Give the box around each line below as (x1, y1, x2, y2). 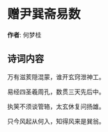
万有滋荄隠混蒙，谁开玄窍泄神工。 (7, 72, 105, 81)
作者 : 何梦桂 (7, 31, 42, 39)
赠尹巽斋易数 (7, 6, 82, 22)
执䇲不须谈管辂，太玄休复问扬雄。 (7, 102, 105, 110)
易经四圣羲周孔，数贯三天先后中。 (7, 88, 105, 96)
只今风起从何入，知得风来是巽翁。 (7, 117, 105, 125)
